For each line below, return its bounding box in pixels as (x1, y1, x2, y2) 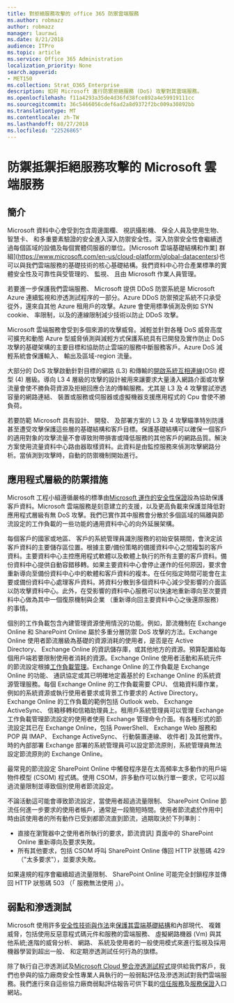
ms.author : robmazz (7, 17, 64, 24)
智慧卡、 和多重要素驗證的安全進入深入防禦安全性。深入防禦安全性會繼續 (7, 235, 217, 243)
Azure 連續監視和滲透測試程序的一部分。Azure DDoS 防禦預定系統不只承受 (7, 294, 221, 302)
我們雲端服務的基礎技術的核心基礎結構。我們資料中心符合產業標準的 (25, 261, 221, 269)
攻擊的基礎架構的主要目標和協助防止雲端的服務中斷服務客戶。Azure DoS (7, 343, 215, 352)
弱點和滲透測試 (7, 901, 72, 913)
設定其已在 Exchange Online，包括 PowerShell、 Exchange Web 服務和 (13, 723, 217, 732)
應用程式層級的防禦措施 (7, 474, 108, 485)
